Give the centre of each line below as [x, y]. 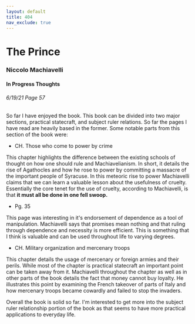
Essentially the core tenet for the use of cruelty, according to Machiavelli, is [97, 189]
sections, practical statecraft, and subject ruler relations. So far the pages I [96, 122]
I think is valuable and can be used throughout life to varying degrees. [91, 237]
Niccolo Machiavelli [35, 70]
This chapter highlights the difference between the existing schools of [91, 157]
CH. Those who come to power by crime [63, 146]
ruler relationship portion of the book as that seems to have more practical [96, 308]
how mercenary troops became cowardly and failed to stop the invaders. [94, 291]
